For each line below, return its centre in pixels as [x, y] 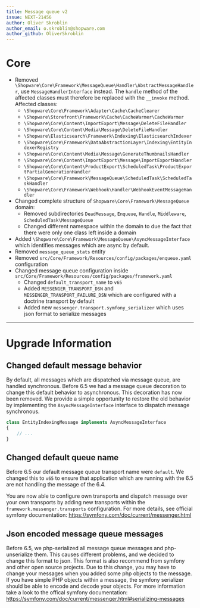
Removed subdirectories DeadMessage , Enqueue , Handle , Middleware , [105, 214]
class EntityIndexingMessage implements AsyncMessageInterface [86, 423]
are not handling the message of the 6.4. [56, 485]
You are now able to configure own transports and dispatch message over [97, 496]
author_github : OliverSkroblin [45, 34]
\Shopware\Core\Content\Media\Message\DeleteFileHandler [96, 130]
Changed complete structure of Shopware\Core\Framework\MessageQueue [102, 201]
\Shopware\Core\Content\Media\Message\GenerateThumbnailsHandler [106, 154]
